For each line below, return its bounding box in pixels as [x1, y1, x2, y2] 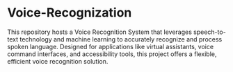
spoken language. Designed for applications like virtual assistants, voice [7, 42, 214, 51]
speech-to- [193, 28, 226, 36]
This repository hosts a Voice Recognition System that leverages [7, 28, 193, 36]
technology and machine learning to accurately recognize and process [19, 35, 223, 43]
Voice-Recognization [7, 5, 132, 21]
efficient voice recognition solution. [7, 57, 109, 65]
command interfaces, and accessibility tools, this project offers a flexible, [7, 50, 217, 58]
